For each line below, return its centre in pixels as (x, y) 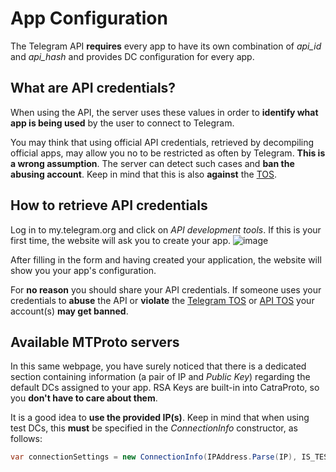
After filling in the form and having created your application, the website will (166, 259)
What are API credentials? (93, 88)
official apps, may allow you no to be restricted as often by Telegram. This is (168, 153)
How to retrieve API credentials (109, 205)
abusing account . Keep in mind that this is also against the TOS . (143, 174)
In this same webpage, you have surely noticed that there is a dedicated (158, 366)
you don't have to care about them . (84, 398)
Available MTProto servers (95, 342)
